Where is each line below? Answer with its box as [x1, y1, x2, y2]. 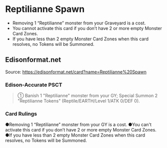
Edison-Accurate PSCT [5, 81, 62, 88]
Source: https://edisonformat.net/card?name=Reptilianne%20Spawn [5, 69, 146, 75]
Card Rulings [5, 110, 37, 117]
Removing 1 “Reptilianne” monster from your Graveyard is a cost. [12, 20, 146, 26]
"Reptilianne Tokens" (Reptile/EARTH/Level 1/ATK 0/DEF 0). [17, 98, 140, 104]
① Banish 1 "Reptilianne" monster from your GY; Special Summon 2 [17, 93, 158, 99]
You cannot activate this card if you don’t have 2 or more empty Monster [12, 25, 162, 31]
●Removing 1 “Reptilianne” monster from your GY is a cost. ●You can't [5, 122, 151, 128]
